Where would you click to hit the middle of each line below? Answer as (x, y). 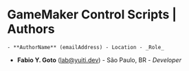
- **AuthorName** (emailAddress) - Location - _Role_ (86, 47)
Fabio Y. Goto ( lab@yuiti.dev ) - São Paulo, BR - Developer (99, 60)
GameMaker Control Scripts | (92, 15)
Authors (31, 29)
